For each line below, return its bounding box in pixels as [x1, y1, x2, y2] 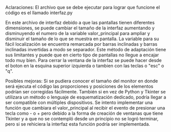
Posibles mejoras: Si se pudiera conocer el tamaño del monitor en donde [5, 78, 158, 84]
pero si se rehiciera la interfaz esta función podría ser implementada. [5, 121, 151, 127]
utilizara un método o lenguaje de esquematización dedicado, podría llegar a [5, 94, 166, 100]
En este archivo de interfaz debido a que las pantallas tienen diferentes [5, 20, 155, 25]
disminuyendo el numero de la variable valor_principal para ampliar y [5, 30, 151, 36]
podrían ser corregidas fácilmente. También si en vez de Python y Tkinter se [5, 89, 166, 94]
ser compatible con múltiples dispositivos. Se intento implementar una [5, 100, 153, 106]
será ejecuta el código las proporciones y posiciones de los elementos [5, 83, 154, 89]
